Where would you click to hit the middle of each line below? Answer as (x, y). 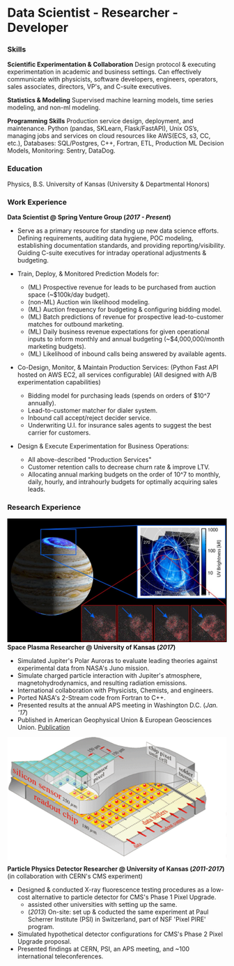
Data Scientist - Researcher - (93, 13)
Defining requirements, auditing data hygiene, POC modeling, (105, 238)
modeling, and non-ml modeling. (54, 108)
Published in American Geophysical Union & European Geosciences (115, 719)
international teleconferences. (60, 956)
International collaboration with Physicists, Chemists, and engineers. (115, 690)
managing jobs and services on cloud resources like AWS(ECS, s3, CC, (109, 136)
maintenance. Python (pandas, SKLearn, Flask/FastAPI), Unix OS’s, (103, 128)
